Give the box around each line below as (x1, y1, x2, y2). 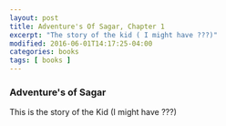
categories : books (9, 47, 79, 57)
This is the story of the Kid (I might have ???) (9, 107, 178, 118)
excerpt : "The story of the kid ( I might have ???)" (9, 30, 219, 39)
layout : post (9, 13, 59, 23)
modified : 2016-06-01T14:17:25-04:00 (9, 38, 153, 48)
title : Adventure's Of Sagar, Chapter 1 (9, 22, 166, 31)
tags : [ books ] (9, 56, 71, 65)
